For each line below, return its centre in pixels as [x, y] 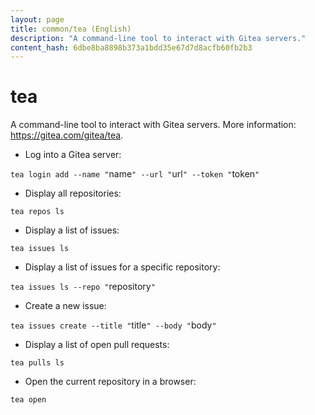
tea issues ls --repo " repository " [83, 287]
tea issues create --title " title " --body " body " [113, 325]
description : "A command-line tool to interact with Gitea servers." [158, 38]
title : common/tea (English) [71, 29]
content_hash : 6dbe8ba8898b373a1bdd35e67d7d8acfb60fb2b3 [131, 47]
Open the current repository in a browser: [110, 382]
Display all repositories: [73, 193]
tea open [28, 400]
